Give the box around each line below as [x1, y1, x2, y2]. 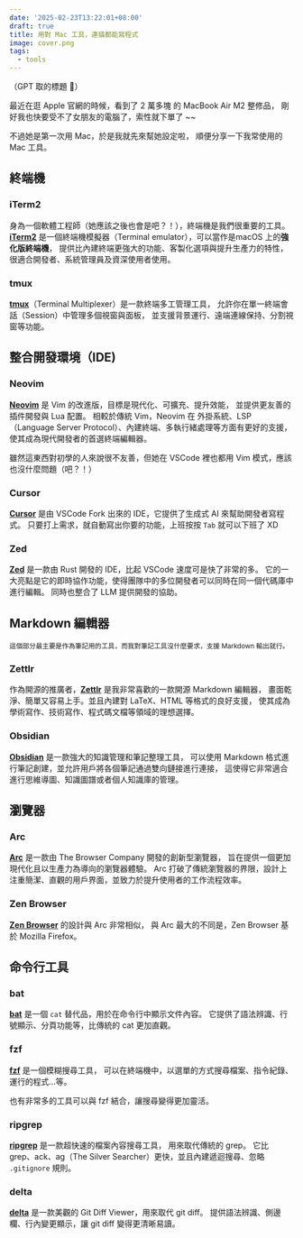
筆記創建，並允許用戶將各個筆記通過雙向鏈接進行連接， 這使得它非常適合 [16, 763, 289, 774]
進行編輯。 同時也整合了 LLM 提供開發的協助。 [9, 587, 183, 598]
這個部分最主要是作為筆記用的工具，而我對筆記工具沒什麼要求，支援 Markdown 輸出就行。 [9, 642, 289, 651]
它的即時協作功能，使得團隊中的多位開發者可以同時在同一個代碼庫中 [40, 575, 294, 586]
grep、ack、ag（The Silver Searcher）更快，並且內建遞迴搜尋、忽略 [9, 1151, 265, 1161]
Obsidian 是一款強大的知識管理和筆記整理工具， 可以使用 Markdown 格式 [9, 751, 282, 762]
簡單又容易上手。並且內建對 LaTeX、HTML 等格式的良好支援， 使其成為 [24, 695, 290, 706]
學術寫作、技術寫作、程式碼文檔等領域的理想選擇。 [9, 707, 199, 718]
